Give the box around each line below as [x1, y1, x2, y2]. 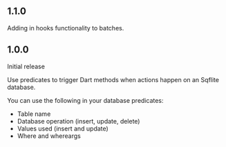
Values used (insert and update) [17, 124, 109, 133]
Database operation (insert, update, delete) [17, 117, 140, 125]
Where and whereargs [17, 131, 81, 140]
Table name [17, 110, 51, 118]
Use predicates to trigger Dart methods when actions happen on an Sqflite [7, 75, 220, 84]
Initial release [7, 62, 45, 70]
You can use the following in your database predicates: [7, 96, 164, 104]
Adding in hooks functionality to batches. [7, 23, 124, 32]
